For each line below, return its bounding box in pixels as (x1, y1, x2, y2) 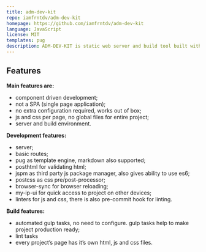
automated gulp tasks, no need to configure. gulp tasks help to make (15, 219, 189, 226)
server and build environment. (15, 120, 92, 127)
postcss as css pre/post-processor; (15, 176, 105, 183)
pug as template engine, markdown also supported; (15, 157, 146, 164)
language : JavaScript (6, 26, 62, 32)
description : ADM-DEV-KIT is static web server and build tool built (6, 43, 188, 50)
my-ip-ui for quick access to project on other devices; (15, 189, 152, 196)
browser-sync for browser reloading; (15, 182, 109, 190)
